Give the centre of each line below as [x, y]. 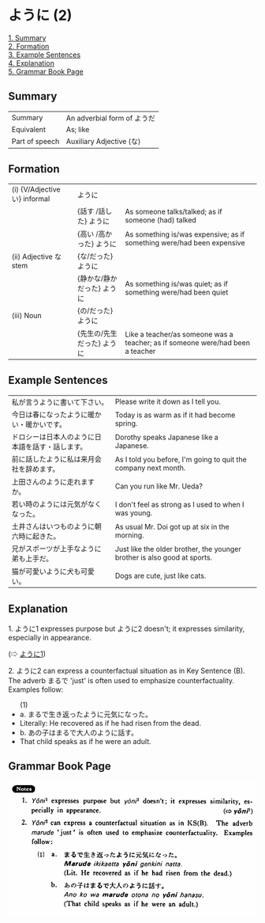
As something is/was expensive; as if [185, 234]
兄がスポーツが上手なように [56, 549]
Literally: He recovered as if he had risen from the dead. [110, 723]
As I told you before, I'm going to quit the [181, 460]
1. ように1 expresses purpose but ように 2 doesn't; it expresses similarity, [127, 629]
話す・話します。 [60, 446]
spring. [126, 423]
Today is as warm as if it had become [175, 415]
